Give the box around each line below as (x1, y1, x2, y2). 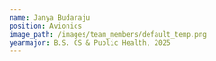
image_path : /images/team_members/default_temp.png (9, 30, 207, 39)
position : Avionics (9, 22, 83, 30)
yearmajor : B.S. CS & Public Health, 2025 (9, 38, 171, 48)
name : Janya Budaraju (9, 13, 91, 22)
